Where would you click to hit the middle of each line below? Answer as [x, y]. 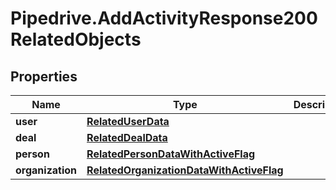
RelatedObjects [76, 39]
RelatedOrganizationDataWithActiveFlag [185, 170]
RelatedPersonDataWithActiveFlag [171, 154]
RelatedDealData [127, 137]
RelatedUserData [128, 121]
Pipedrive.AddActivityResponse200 [164, 18]
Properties [44, 76]
